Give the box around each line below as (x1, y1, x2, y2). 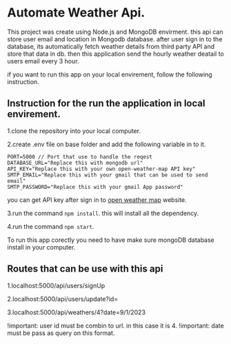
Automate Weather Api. (7, 5, 145, 21)
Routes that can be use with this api (7, 263, 163, 275)
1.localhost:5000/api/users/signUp (7, 281, 106, 290)
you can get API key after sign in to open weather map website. (7, 195, 188, 204)
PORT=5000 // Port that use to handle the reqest (7, 153, 153, 160)
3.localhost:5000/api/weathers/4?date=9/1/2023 (7, 308, 146, 316)
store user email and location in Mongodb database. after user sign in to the (7, 34, 223, 43)
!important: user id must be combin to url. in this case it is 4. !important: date (7, 321, 224, 330)
